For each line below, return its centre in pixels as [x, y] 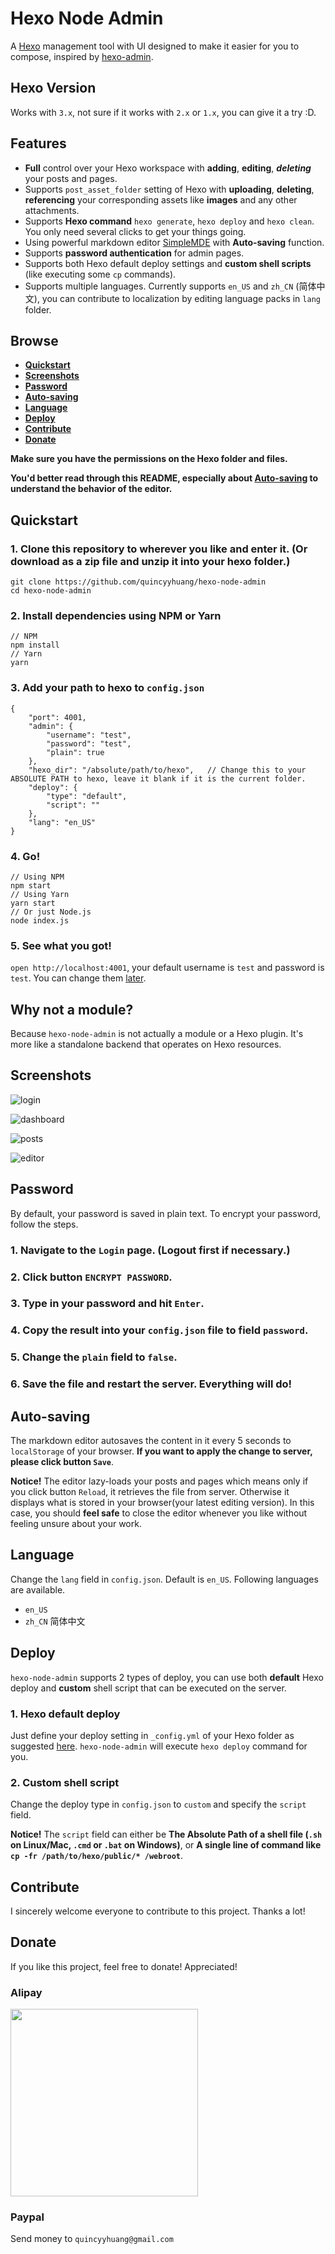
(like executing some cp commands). [100, 274]
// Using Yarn [40, 894]
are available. [38, 1589]
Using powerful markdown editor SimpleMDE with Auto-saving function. [174, 242]
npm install [35, 645]
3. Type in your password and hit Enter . [107, 1304]
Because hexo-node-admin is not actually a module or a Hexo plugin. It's [157, 1034]
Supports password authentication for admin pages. [134, 253]
